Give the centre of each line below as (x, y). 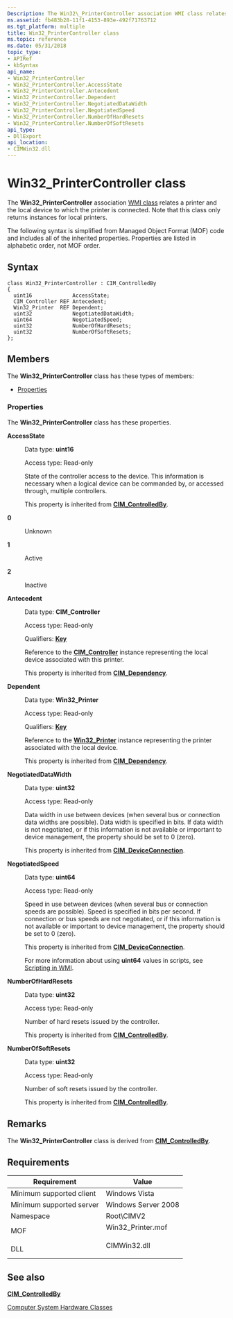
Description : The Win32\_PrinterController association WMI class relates (118, 14)
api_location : (28, 143)
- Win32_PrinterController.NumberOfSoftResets (76, 123)
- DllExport (24, 136)
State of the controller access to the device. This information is (114, 476)
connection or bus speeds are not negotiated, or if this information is (122, 918)
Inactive (36, 585)
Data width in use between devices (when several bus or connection (122, 814)
